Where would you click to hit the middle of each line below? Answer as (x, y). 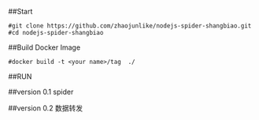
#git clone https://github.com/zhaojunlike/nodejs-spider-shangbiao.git (130, 26)
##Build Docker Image (44, 47)
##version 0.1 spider (41, 92)
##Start (20, 11)
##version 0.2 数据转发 (46, 108)
